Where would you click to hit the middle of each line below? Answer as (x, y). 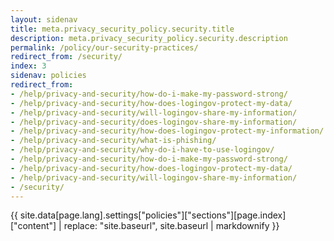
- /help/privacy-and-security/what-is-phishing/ (113, 141)
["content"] (33, 226)
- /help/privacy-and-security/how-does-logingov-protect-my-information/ (167, 131)
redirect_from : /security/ (66, 57)
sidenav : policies (48, 76)
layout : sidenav (44, 19)
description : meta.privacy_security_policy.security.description (149, 38)
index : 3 (28, 66)
